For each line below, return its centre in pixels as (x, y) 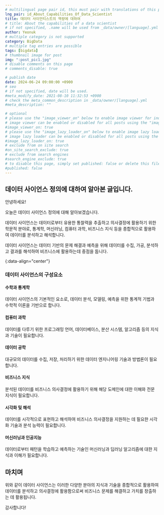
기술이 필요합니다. (27, 335)
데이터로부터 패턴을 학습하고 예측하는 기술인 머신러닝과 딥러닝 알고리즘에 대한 (79, 449)
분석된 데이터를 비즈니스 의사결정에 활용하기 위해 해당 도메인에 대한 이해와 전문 (80, 389)
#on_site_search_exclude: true (37, 150)
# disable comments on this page (39, 64)
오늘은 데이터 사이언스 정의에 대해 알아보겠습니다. (52, 212)
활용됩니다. (26, 497)
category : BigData (24, 42)
